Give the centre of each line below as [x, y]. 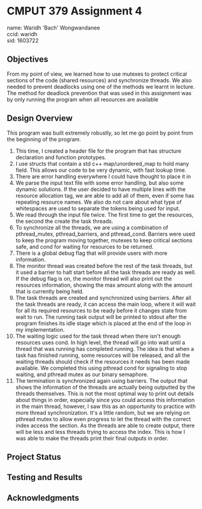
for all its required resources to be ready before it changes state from [101, 310]
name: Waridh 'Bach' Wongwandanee [54, 28]
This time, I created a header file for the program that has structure [98, 151]
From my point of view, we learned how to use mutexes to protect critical [97, 74]
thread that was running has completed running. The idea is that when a [105, 349]
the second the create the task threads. [64, 221]
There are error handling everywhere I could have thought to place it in [103, 176]
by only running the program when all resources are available [83, 99]
